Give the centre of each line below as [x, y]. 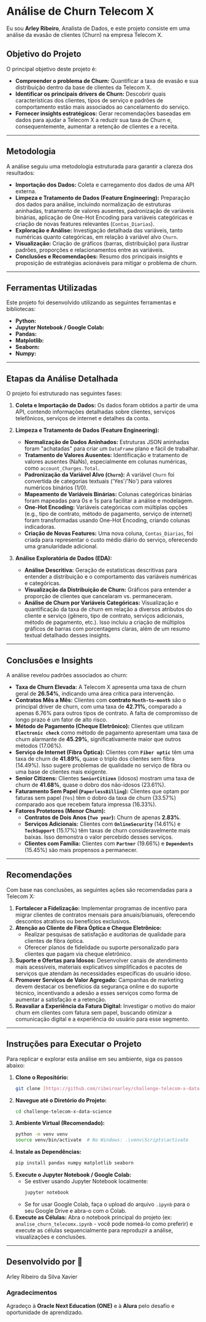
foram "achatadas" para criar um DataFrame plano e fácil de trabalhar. [112, 448]
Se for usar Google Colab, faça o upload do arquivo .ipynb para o [107, 1204]
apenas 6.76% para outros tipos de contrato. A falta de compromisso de [106, 713]
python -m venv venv [41, 1134]
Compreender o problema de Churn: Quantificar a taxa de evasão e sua [107, 80]
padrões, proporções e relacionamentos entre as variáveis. [90, 250]
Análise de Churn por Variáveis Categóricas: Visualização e [101, 603]
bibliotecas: [21, 309]
